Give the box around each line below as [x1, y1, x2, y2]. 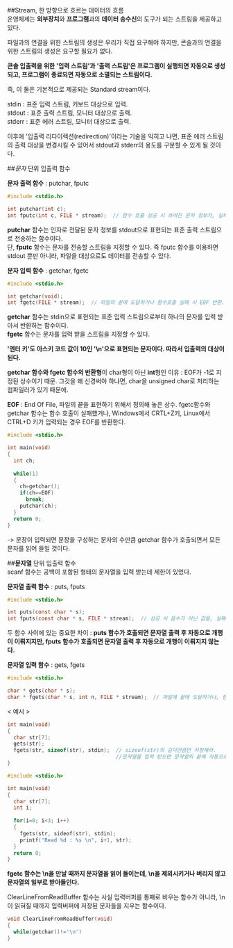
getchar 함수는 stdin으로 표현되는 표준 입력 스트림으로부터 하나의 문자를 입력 [7, 312, 216, 321]
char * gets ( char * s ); [7, 687, 76, 694]
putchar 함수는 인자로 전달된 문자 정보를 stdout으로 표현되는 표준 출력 [7, 225, 198, 234]
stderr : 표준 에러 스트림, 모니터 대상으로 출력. [7, 118, 132, 125]
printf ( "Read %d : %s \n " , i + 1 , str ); [19, 837, 132, 844]
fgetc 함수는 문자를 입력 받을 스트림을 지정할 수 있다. [7, 330, 150, 339]
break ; [25, 496, 45, 503]
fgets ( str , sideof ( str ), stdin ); [19, 830, 116, 837]
